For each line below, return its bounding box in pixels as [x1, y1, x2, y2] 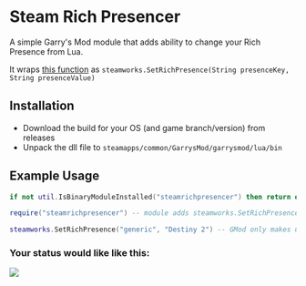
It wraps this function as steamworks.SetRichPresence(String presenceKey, [9, 64, 290, 75]
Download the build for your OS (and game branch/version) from [22, 122, 266, 133]
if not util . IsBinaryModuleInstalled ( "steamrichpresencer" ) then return [9, 192, 291, 201]
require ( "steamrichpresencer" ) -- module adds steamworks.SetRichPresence [9, 209, 300, 218]
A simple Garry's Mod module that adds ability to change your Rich [9, 36, 261, 47]
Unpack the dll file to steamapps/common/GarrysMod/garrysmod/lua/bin [22, 141, 282, 152]
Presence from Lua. [9, 46, 84, 56]
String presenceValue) [9, 73, 96, 83]
